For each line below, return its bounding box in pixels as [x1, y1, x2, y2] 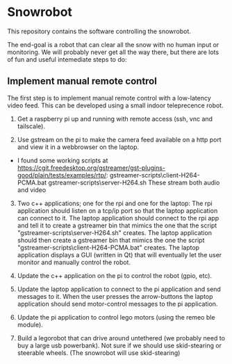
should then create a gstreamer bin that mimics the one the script [17, 236, 205, 244]
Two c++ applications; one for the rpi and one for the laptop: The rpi [17, 199, 213, 207]
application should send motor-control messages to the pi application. [17, 300, 218, 308]
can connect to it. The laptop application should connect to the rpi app [17, 214, 219, 222]
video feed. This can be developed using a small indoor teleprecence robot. [7, 101, 224, 110]
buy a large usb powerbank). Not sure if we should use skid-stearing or [17, 341, 222, 349]
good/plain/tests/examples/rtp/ [17, 171, 107, 179]
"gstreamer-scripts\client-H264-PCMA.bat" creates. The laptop [17, 243, 200, 252]
